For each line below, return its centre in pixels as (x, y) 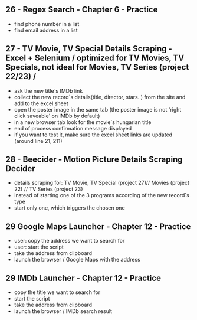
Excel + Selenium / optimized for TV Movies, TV (95, 58)
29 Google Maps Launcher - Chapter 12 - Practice (98, 226)
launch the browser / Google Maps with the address (77, 260)
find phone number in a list (47, 24)
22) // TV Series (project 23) (48, 189)
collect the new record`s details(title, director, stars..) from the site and (100, 97)
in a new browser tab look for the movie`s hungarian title (83, 122)
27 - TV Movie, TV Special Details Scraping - (89, 49)
